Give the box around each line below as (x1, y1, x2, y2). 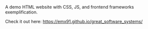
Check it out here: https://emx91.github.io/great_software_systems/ (5, 19, 143, 24)
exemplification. (5, 9, 38, 15)
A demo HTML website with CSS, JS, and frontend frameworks (5, 4, 134, 10)
